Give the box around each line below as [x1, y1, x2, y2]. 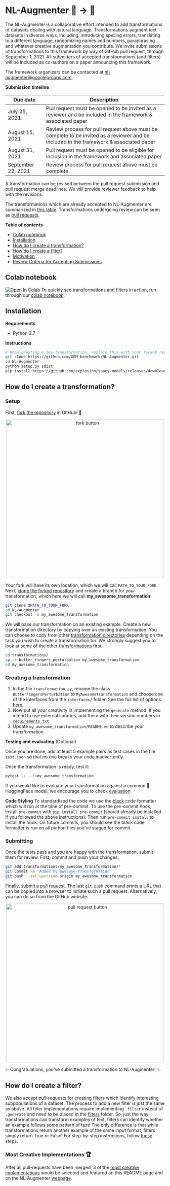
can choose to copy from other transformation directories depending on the [5, 632, 163, 638]
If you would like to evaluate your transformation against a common [5, 783, 146, 789]
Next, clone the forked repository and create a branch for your [5, 587, 136, 594]
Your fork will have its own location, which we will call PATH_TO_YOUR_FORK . [5, 582, 158, 588]
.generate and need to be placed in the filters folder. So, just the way [5, 1111, 149, 1117]
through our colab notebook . [5, 292, 65, 298]
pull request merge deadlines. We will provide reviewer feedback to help [5, 186, 156, 192]
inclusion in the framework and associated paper [46, 153, 162, 160]
